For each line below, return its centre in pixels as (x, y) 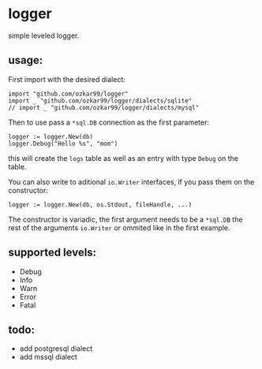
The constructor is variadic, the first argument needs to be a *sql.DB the (125, 219)
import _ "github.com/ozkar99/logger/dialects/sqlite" (100, 101)
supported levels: (52, 253)
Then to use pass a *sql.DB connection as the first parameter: (109, 122)
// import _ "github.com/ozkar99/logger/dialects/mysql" (104, 107)
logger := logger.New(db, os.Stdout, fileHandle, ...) (100, 205)
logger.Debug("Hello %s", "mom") (63, 143)
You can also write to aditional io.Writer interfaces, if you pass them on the (131, 181)
